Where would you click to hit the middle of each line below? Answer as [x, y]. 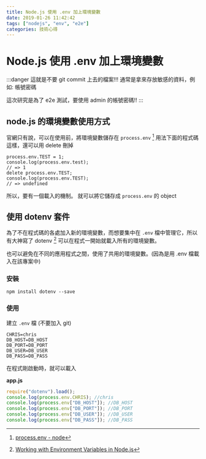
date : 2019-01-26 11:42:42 [41, 18]
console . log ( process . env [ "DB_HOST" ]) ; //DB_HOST [70, 403]
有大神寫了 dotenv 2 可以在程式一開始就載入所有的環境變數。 [83, 240]
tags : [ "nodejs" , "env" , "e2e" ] [48, 23]
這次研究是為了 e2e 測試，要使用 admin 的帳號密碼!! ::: [75, 100]
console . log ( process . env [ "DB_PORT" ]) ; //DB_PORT [70, 409]
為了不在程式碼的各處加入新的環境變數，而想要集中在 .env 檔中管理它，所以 [102, 233]
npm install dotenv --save [41, 292]
